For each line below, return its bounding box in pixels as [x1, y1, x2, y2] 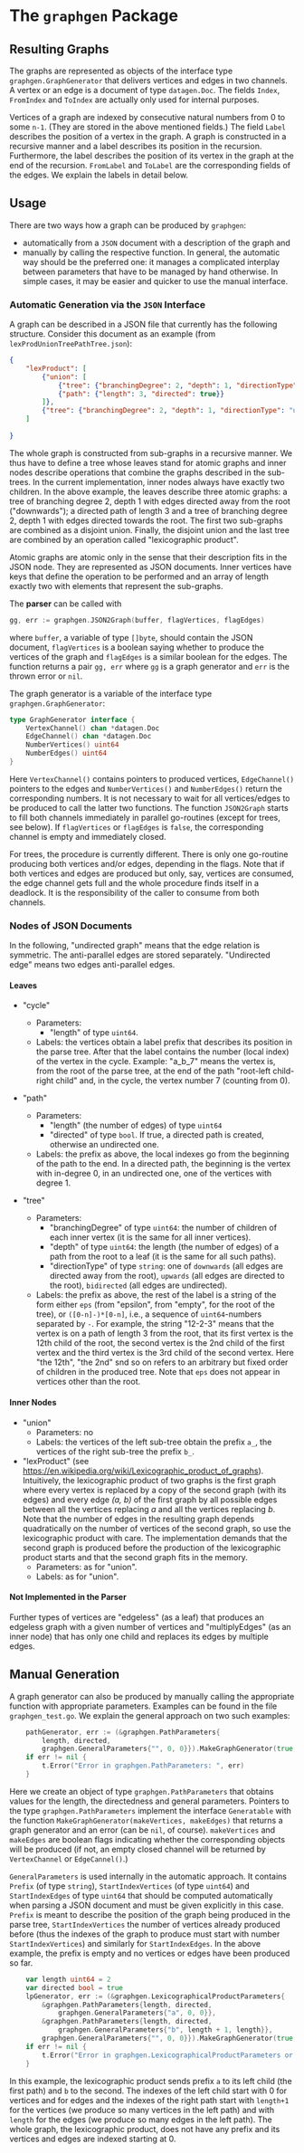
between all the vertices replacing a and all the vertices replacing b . [22, 1503, 276, 1514]
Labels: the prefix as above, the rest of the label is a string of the [35, 1290, 277, 1300]
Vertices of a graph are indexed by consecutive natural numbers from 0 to [9, 112, 286, 122]
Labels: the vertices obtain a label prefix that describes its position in [35, 1037, 292, 1048]
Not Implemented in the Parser [9, 1592, 127, 1603]
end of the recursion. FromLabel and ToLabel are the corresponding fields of [9, 160, 291, 170]
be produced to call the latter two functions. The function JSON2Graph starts [9, 802, 289, 813]
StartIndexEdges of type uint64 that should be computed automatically [9, 1890, 273, 1901]
